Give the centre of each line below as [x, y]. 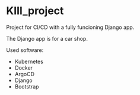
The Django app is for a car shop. [47, 38]
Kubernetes [29, 61]
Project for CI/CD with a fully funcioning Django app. [70, 27]
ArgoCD [24, 74]
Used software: [25, 50]
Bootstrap [27, 86]
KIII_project [35, 11]
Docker [24, 68]
